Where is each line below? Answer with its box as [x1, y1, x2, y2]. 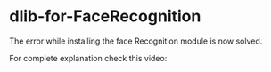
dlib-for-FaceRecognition [9, 6, 201, 27]
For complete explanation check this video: [9, 52, 168, 63]
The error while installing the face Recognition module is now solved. [9, 36, 263, 46]
